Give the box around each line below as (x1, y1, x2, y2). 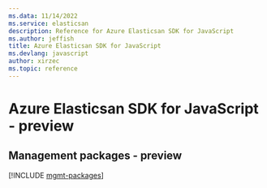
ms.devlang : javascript (8, 49, 89, 58)
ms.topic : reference (8, 65, 79, 73)
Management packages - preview (8, 149, 183, 163)
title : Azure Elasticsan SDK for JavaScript (8, 42, 161, 50)
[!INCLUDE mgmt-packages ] (8, 170, 104, 180)
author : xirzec (8, 58, 60, 66)
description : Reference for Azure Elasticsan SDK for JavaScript (8, 27, 234, 35)
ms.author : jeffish (8, 34, 75, 43)
